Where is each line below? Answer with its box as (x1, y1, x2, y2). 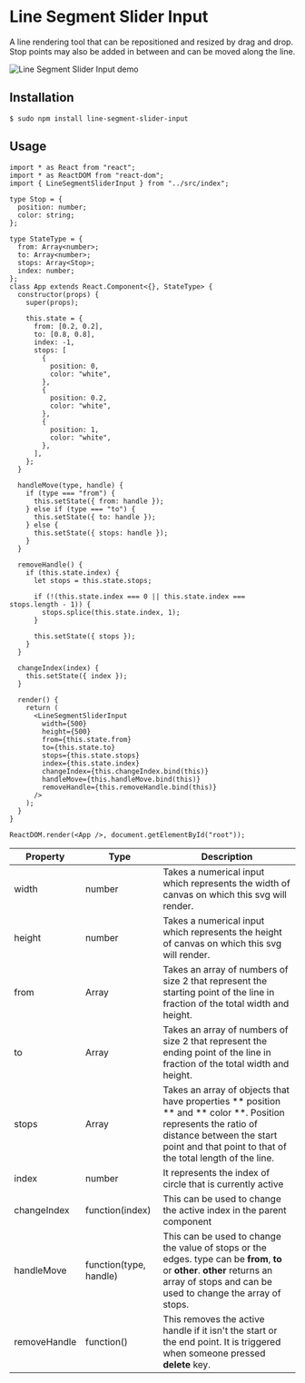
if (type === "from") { (25, 489, 116, 498)
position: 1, (49, 425, 100, 434)
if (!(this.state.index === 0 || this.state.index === (33, 592, 246, 601)
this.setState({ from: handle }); (33, 497, 165, 506)
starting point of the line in (162, 985, 275, 998)
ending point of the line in (162, 1046, 271, 1059)
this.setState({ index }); (25, 671, 128, 680)
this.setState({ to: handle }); (33, 512, 156, 521)
